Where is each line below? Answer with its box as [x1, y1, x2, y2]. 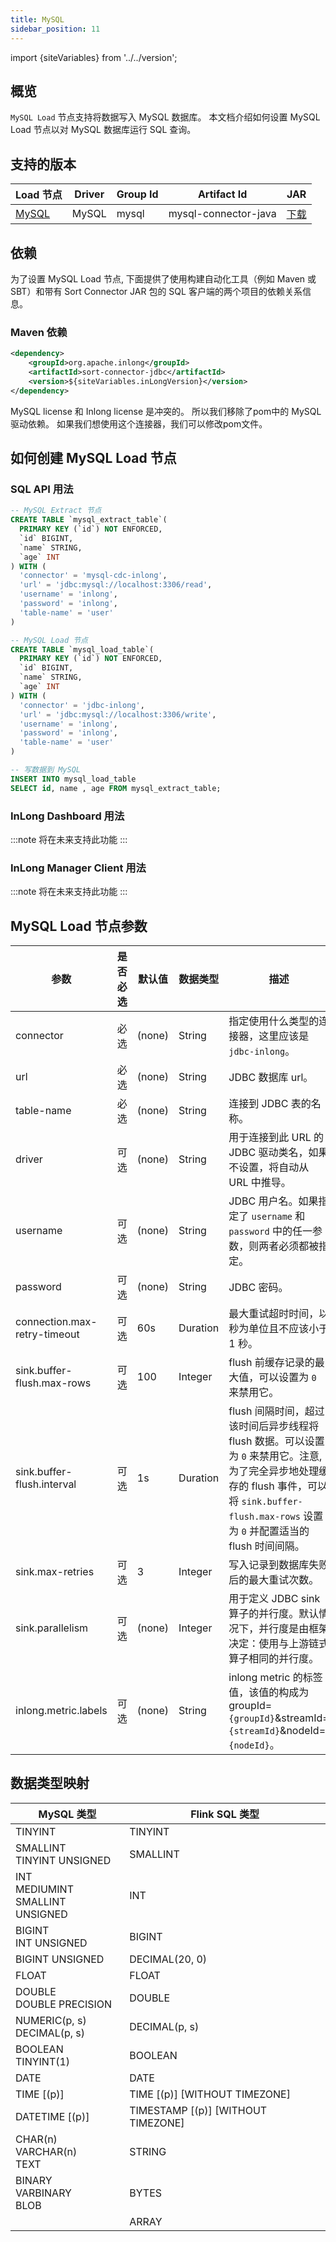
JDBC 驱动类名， [228, 1146, 309, 1160]
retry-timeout [15, 1327, 80, 1341]
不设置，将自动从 [228, 1161, 310, 1175]
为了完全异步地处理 [228, 1464, 320, 1478]
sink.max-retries [15, 1565, 95, 1579]
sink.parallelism [15, 1621, 89, 1635]
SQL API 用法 [10, 482, 74, 496]
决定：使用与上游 [228, 1637, 310, 1651]
